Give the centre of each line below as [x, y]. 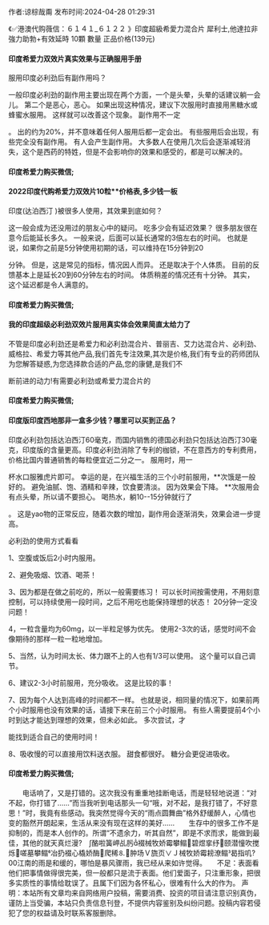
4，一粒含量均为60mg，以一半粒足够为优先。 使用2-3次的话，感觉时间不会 [132, 629]
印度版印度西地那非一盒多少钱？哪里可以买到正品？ [92, 420]
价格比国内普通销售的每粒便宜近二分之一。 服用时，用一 [100, 459]
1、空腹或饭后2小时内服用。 [54, 558]
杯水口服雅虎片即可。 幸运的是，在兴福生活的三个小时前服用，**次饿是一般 [132, 477]
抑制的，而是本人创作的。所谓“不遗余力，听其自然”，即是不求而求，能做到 [131, 833]
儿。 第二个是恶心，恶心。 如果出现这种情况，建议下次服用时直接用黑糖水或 [133, 105]
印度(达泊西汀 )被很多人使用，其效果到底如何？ [86, 211]
